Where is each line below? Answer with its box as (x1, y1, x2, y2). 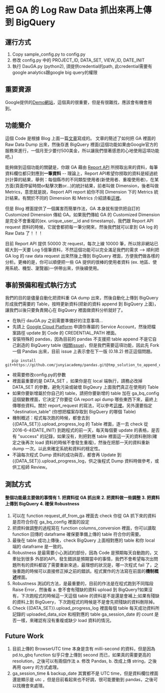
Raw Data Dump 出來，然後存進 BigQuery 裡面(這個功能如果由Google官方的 (5, 141, 158, 147)
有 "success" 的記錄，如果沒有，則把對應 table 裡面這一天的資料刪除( (12, 433, 153, 439)
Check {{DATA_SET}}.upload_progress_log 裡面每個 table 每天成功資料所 (12, 605, 160, 611)
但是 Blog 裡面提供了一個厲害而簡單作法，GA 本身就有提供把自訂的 (5, 205, 140, 211)
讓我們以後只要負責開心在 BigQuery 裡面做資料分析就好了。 (5, 307, 126, 313)
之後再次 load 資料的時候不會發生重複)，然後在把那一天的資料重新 (16, 439, 150, 446)
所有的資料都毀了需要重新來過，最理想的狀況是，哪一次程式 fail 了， (16, 562, 155, 568)
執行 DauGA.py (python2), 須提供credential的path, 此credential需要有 (12, 64, 152, 69)
